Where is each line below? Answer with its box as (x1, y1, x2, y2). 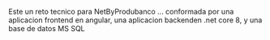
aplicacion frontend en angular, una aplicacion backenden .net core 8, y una (8, 15, 263, 25)
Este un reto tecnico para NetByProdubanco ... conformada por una (8, 7, 234, 16)
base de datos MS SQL (8, 24, 85, 33)
